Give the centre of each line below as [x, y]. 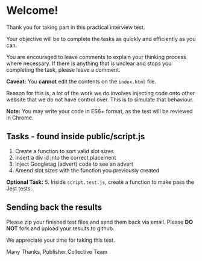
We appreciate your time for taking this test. [61, 240]
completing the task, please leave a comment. [63, 69]
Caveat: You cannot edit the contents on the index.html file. [81, 81]
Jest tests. [19, 188]
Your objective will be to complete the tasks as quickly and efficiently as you [101, 39]
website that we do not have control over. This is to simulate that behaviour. [100, 99]
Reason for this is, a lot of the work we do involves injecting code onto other [101, 93]
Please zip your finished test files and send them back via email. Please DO [99, 222]
